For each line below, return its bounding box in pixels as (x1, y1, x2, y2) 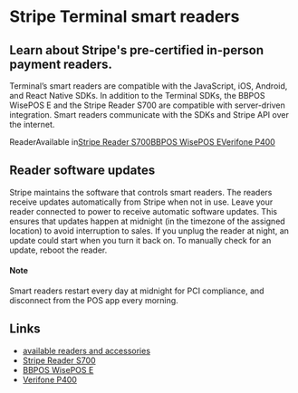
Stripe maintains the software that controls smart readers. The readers (9, 187, 273, 197)
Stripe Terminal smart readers (9, 6, 240, 27)
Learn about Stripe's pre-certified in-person (9, 43, 264, 58)
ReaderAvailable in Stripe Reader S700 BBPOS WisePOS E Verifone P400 (9, 137, 276, 147)
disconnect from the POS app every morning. (9, 295, 178, 306)
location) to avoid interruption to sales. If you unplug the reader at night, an (9, 225, 290, 236)
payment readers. (9, 56, 113, 72)
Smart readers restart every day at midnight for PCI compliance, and (9, 285, 264, 296)
